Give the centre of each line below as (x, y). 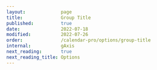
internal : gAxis (40, 46)
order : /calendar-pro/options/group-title (78, 40)
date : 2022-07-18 (47, 29)
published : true (39, 23)
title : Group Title (49, 18)
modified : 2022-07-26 (47, 35)
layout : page (39, 12)
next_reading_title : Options (43, 57)
